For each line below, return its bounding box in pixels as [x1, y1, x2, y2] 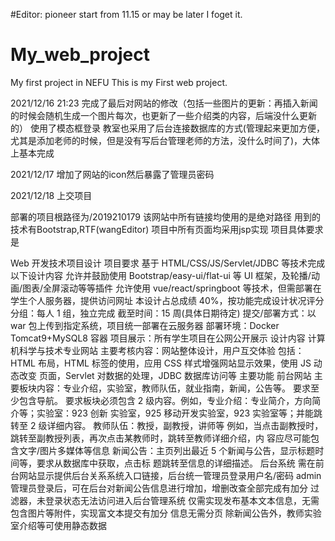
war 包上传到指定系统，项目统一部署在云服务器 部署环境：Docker [10, 319, 280, 331]
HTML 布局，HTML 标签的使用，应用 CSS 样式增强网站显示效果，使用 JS [10, 357, 312, 369]
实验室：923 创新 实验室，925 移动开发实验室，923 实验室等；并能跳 [36, 407, 323, 419]
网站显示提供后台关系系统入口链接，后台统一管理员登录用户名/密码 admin [18, 469, 322, 481]
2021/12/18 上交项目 [10, 189, 93, 201]
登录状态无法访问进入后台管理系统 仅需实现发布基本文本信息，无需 [44, 494, 320, 506]
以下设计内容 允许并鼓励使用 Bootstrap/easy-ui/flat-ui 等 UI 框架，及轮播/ [10, 269, 312, 281]
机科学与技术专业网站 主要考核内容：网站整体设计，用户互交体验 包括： [10, 344, 305, 356]
